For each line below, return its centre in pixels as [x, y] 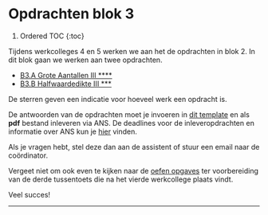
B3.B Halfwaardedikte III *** [65, 84]
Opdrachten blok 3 [71, 14]
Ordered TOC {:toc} [52, 36]
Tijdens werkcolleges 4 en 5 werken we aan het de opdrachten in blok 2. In [132, 51]
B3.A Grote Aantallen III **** [66, 75]
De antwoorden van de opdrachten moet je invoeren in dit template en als [129, 114]
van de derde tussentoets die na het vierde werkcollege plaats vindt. [121, 179]
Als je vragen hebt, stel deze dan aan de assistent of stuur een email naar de [134, 147]
